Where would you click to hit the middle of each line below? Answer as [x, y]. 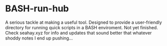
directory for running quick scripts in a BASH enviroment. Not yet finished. [82, 27]
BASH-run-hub [37, 9]
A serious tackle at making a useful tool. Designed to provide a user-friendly [84, 22]
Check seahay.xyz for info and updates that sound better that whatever [78, 33]
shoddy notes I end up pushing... [39, 38]
